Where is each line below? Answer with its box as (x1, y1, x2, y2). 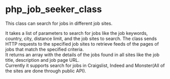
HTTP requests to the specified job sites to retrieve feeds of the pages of (5, 41, 159, 47)
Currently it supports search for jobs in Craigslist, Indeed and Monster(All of (5, 62, 165, 68)
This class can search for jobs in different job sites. (5, 20, 113, 26)
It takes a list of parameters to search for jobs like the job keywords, (5, 30, 148, 36)
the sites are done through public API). (5, 67, 87, 74)
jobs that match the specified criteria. (5, 46, 84, 52)
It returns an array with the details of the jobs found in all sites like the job (5, 52, 160, 58)
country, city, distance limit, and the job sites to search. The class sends (5, 35, 157, 42)
